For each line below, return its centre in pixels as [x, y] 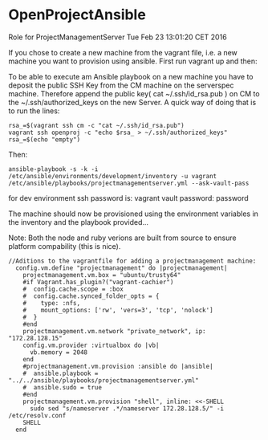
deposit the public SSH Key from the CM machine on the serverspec [121, 85]
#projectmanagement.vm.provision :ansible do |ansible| [118, 366]
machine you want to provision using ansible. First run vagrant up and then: [133, 61]
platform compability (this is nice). [65, 246]
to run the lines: [34, 111]
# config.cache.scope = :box [73, 289]
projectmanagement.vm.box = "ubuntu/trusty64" [102, 275]
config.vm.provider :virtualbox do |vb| [91, 345]
